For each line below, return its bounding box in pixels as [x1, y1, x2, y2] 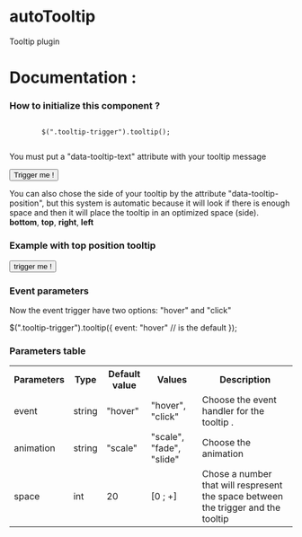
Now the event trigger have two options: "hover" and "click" [9, 305, 232, 316]
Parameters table [9, 344, 86, 357]
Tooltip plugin [9, 36, 60, 47]
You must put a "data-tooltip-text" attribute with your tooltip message [9, 151, 267, 163]
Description [219, 374, 271, 386]
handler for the [201, 405, 265, 418]
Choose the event [201, 393, 277, 406]
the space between [201, 490, 283, 503]
